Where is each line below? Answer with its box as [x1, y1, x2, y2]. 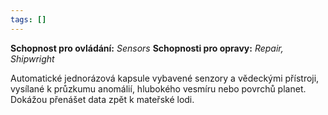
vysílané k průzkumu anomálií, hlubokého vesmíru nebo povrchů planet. [10, 82, 307, 95]
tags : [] [10, 14, 47, 25]
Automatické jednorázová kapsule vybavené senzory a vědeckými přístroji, [10, 72, 320, 84]
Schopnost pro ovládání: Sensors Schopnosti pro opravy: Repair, [10, 42, 284, 54]
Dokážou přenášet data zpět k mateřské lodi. [10, 93, 195, 105]
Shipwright [10, 52, 55, 65]
